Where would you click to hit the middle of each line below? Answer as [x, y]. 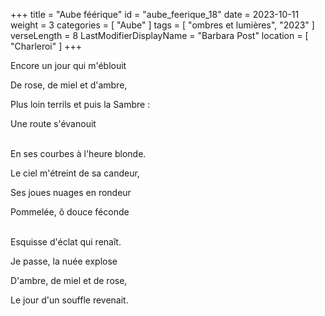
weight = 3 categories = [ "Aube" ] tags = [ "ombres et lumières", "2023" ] [162, 25]
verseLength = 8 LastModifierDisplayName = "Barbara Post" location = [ [159, 35]
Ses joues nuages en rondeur [71, 192]
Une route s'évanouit [53, 123]
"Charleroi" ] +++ [46, 46]
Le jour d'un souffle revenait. [69, 300]
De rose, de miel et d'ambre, [69, 85]
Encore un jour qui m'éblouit [68, 65]
